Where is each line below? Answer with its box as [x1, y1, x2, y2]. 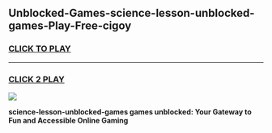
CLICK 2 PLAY [8, 73, 65, 85]
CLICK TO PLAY [8, 44, 71, 55]
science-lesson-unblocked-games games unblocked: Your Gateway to [8, 106, 253, 116]
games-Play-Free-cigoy [8, 19, 132, 33]
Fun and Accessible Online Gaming [8, 115, 129, 125]
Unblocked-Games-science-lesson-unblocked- [8, 6, 255, 20]
